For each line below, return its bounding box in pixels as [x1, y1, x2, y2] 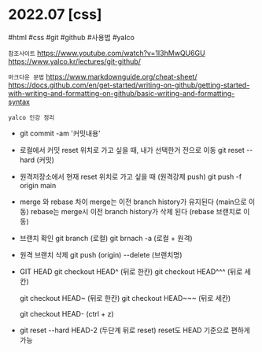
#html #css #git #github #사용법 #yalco [8, 32, 135, 42]
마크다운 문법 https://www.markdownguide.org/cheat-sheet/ [8, 72, 197, 81]
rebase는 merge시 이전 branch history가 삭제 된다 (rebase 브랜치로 [30, 206, 242, 216]
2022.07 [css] [8, 6, 102, 24]
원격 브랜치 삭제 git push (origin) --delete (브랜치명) [19, 250, 183, 259]
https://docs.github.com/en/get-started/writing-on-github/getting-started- [8, 80, 250, 90]
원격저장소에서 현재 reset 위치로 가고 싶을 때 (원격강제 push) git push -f [19, 172, 242, 181]
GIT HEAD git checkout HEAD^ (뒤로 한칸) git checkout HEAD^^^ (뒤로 [19, 266, 243, 276]
